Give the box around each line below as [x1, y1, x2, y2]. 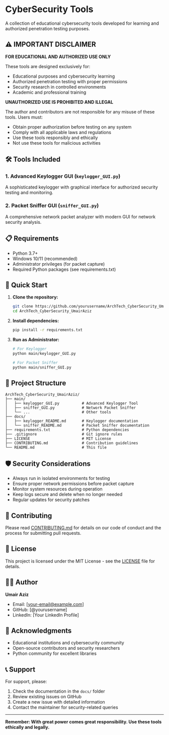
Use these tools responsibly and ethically [12, 135, 98, 141]
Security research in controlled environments [12, 84, 107, 90]
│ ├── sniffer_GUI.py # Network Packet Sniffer [5, 405, 136, 410]
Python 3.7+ [12, 250, 38, 256]
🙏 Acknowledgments [5, 626, 72, 635]
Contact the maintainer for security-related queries [12, 704, 118, 710]
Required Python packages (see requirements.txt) [12, 266, 116, 272]
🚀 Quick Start [5, 281, 48, 289]
